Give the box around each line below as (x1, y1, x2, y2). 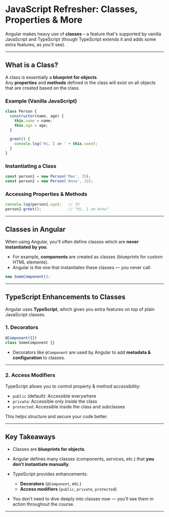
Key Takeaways (5, 433, 56, 441)
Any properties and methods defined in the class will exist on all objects (5, 79, 156, 85)
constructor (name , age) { (10, 113, 64, 119)
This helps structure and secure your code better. (5, 413, 108, 419)
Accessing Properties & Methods (5, 190, 88, 197)
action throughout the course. (12, 501, 74, 507)
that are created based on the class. (5, 84, 80, 91)
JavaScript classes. (5, 311, 46, 317)
